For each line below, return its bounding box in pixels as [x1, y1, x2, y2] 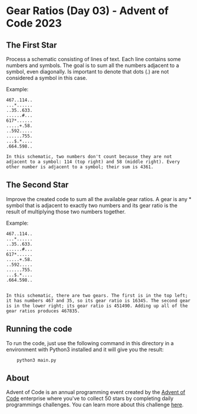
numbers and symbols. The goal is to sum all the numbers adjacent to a [6, 62, 179, 69]
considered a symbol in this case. [6, 75, 88, 81]
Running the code [6, 324, 72, 334]
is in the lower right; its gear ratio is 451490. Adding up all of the [6, 303, 188, 309]
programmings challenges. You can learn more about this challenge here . [6, 401, 184, 408]
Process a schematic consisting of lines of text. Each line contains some [6, 56, 181, 62]
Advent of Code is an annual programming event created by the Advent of [6, 389, 185, 396]
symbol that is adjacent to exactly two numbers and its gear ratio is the [6, 202, 178, 209]
